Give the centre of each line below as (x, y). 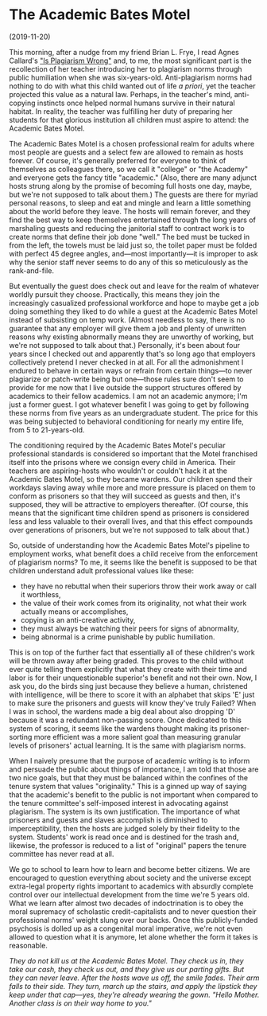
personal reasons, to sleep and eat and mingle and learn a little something (130, 203)
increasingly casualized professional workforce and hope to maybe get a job (134, 303)
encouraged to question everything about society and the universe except (130, 877)
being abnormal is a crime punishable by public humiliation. (118, 637)
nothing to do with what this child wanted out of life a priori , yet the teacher (133, 86)
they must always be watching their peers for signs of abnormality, (130, 628)
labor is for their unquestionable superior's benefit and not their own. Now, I (133, 678)
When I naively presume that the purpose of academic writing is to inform (130, 760)
